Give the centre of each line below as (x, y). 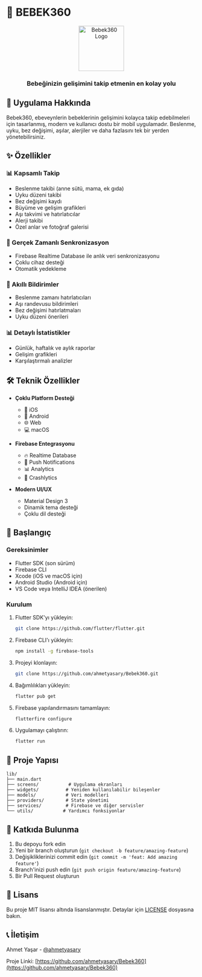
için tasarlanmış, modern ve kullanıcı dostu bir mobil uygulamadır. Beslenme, (101, 124)
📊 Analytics (39, 469)
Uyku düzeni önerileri (42, 317)
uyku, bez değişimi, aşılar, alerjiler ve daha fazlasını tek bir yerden (88, 130)
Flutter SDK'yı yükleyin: (44, 618)
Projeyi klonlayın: (36, 662)
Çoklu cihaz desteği (39, 262)
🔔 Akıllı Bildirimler (33, 284)
